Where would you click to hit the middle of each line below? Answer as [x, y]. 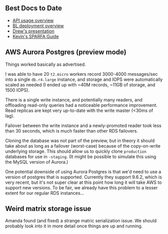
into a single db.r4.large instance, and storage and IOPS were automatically [84, 79]
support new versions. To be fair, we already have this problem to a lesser [81, 187]
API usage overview [33, 20]
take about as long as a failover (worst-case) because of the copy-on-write [83, 146]
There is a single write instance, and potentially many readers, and [74, 99]
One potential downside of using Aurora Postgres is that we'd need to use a [83, 171]
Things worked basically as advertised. [46, 64]
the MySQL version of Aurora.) [37, 162]
